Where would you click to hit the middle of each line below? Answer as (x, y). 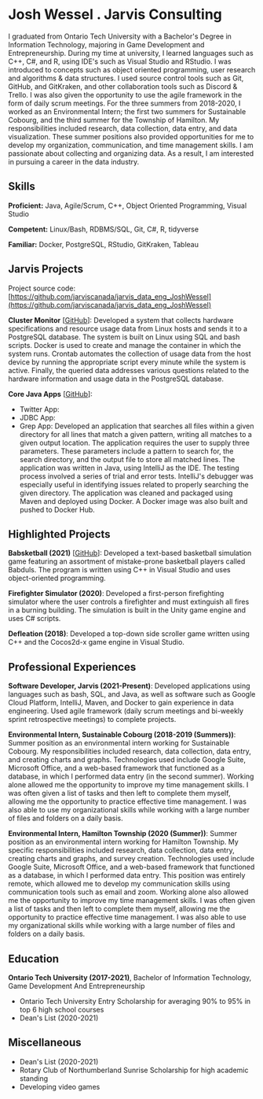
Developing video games (60, 1086)
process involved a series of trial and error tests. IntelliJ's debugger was (136, 476)
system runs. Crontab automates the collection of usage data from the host (130, 353)
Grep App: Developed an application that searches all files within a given (137, 426)
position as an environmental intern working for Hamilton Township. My (124, 842)
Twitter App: (40, 409)
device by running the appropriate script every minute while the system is (127, 362)
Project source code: (42, 288)
